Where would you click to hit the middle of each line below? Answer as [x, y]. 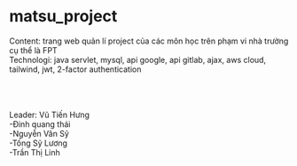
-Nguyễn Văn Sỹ [39, 133]
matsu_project [63, 16]
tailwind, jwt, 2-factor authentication [75, 69]
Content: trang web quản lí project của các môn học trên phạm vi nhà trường [149, 41]
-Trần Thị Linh [35, 152]
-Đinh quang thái [40, 124]
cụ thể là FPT [33, 50]
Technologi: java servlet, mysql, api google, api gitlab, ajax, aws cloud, [138, 59]
